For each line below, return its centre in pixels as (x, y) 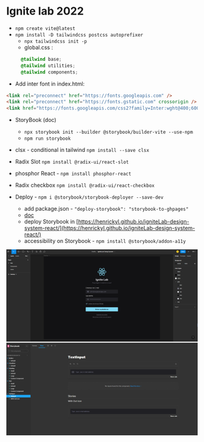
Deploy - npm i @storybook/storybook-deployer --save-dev (89, 197)
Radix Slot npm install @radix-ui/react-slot (72, 161)
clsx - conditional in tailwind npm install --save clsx (82, 150)
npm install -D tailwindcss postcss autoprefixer (79, 35)
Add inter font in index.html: (50, 84)
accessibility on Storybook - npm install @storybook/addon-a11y (105, 241)
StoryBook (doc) (36, 120)
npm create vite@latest (45, 29)
